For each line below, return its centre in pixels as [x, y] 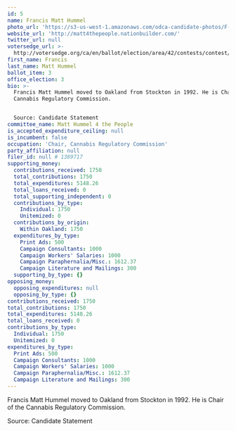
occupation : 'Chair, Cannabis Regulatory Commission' [88, 144]
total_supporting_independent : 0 [63, 196]
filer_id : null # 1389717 [45, 157]
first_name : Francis [38, 60]
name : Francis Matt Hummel [47, 20]
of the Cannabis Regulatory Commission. [66, 407]
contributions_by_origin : [52, 223]
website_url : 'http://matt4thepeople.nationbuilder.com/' [94, 33]
